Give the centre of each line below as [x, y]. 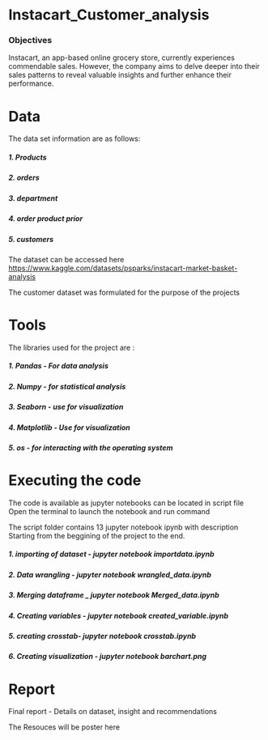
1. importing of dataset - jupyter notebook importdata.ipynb [111, 554]
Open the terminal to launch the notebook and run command [109, 511]
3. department [33, 198]
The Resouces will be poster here [64, 727]
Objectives [30, 40]
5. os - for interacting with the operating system [91, 448]
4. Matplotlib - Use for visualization [70, 427]
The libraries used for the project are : [72, 347]
